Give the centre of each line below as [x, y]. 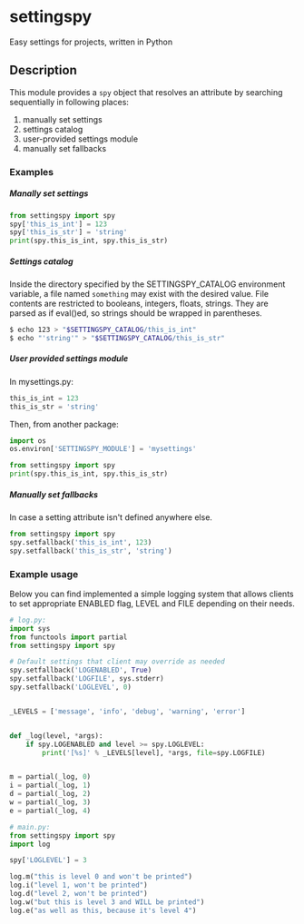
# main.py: [30, 827]
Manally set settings [49, 193]
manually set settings [62, 119]
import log [30, 844]
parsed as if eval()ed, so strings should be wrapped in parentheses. [136, 313]
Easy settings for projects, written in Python [91, 42]
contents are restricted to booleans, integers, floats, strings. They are [139, 304]
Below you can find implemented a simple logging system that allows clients [152, 594]
